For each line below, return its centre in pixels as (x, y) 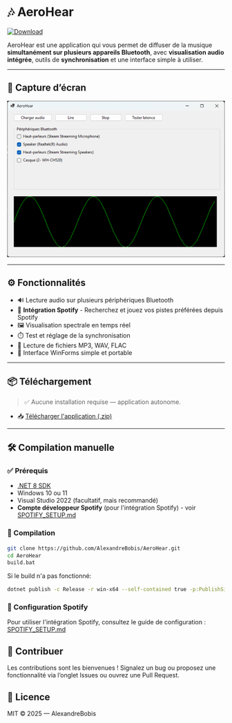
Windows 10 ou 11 (42, 493)
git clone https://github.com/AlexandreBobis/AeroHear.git (94, 548)
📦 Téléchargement (49, 382)
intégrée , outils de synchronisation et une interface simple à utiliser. (105, 59)
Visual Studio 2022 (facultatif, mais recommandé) (88, 501)
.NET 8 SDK (34, 486)
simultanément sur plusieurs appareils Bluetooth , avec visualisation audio (116, 52)
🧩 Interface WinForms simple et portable (75, 352)
